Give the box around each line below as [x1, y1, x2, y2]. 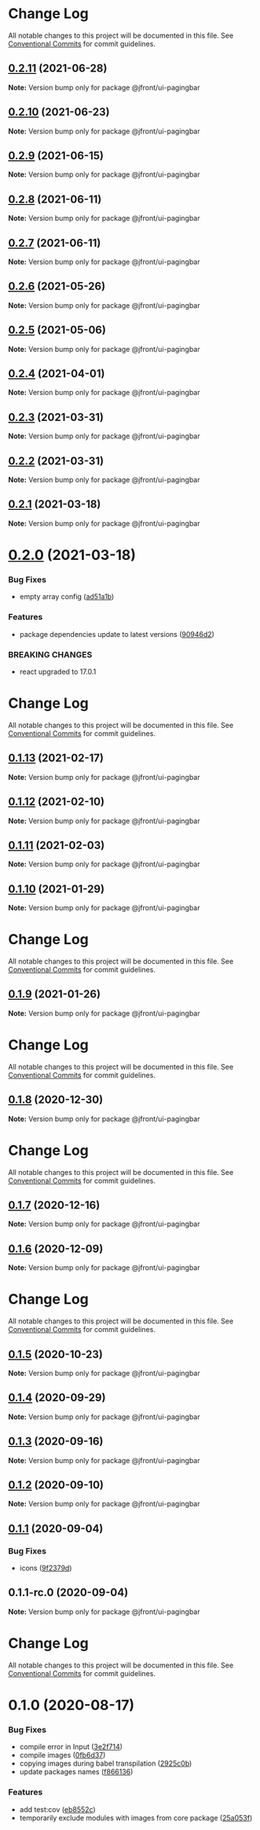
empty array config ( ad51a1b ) [19, 592, 115, 602]
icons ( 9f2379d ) [19, 1564, 72, 1573]
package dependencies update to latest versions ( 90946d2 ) [19, 629, 214, 639]
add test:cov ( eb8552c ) [19, 1804, 96, 1814]
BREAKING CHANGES [8, 649, 93, 660]
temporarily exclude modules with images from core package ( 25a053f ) [19, 1813, 253, 1822]
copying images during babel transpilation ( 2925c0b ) [19, 1759, 192, 1768]
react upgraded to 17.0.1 [19, 667, 97, 676]
